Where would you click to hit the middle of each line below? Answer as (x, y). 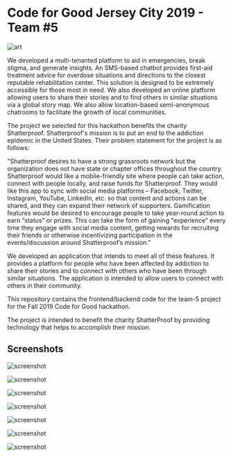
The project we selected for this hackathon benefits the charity (97, 125)
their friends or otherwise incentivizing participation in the (90, 235)
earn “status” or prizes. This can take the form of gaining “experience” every (116, 220)
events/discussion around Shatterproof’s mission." (79, 242)
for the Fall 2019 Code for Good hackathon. (69, 306)
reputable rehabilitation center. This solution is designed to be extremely (110, 82)
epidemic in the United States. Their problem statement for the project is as (115, 140)
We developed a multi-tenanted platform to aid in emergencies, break (106, 60)
